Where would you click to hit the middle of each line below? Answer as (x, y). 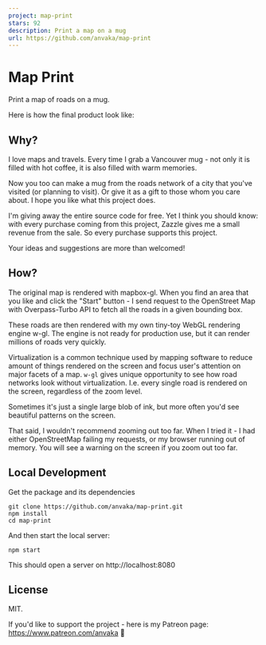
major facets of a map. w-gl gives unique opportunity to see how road (123, 374)
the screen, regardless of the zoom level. (75, 391)
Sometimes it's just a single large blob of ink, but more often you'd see (124, 406)
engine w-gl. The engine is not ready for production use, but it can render (129, 333)
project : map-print (41, 16)
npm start (25, 550)
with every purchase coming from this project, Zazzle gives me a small (124, 224)
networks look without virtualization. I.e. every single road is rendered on (128, 382)
